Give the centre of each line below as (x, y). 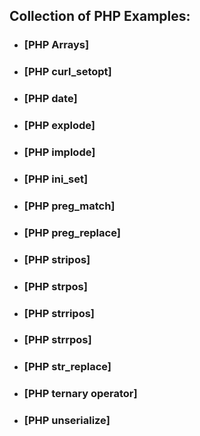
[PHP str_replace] (67, 367)
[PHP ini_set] (56, 179)
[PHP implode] (59, 152)
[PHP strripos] (59, 313)
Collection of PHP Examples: (100, 16)
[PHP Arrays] (56, 45)
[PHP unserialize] (67, 421)
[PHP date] (50, 99)
